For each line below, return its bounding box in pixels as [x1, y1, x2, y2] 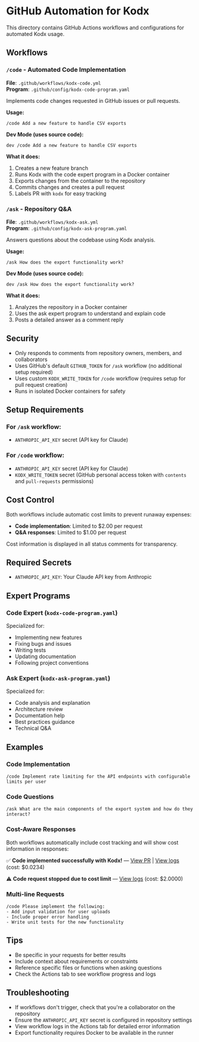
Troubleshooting [6, 988, 70, 998]
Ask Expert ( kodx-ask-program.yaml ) [6, 674, 111, 682]
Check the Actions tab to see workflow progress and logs [14, 970, 156, 977]
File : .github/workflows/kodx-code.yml [6, 79, 101, 86]
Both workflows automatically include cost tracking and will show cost [6, 839, 179, 846]
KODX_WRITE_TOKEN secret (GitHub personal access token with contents [14, 471, 186, 478]
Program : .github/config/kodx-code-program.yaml [6, 85, 130, 93]
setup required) [14, 368, 54, 375]
